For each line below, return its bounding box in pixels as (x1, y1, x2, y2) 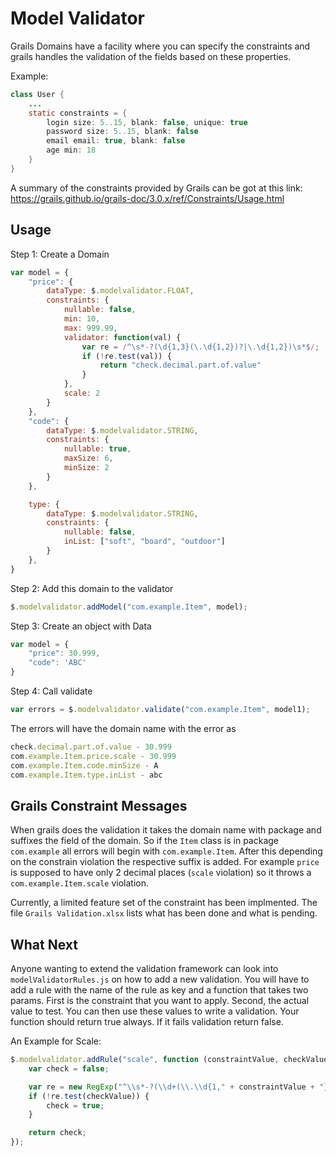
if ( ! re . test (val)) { (81, 351, 172, 361)
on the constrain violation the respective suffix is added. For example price (10, 856, 320, 868)
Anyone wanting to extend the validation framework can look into (10, 963, 279, 974)
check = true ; (46, 1100, 105, 1111)
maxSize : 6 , (63, 453, 114, 464)
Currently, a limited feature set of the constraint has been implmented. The (10, 897, 318, 909)
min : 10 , (63, 314, 101, 324)
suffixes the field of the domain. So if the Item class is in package (10, 835, 279, 847)
